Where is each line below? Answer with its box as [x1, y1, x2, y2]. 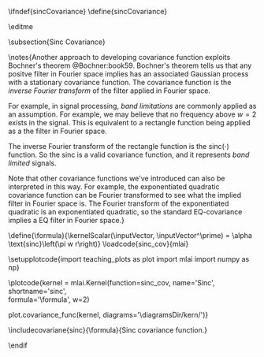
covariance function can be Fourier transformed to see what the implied [8, 191, 242, 199]
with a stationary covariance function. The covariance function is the [8, 78, 232, 87]
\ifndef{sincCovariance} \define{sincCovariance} [8, 7, 168, 16]
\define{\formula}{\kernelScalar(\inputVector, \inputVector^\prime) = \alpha [8, 231, 252, 240]
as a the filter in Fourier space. [8, 126, 108, 136]
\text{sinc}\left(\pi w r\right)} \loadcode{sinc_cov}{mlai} [8, 240, 189, 248]
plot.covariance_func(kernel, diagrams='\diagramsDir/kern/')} [8, 311, 209, 319]
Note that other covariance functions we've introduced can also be [8, 173, 226, 183]
